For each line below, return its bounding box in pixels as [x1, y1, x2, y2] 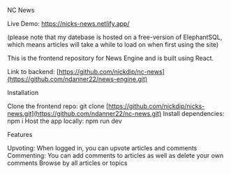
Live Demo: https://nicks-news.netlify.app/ [7, 20, 130, 27]
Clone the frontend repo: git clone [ [7, 102, 109, 110]
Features [7, 131, 33, 138]
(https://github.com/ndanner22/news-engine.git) [7, 75, 148, 83]
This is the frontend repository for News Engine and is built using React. [7, 54, 214, 62]
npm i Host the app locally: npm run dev [7, 117, 122, 125]
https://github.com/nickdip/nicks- [107, 102, 205, 110]
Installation [7, 89, 39, 96]
